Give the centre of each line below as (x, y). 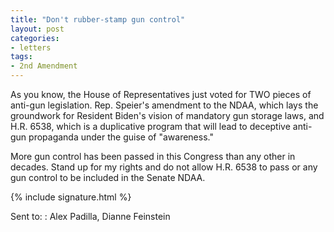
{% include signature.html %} (71, 197)
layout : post (37, 29)
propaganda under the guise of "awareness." (121, 137)
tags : (21, 57)
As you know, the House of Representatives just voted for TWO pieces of (161, 94)
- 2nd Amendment (44, 66)
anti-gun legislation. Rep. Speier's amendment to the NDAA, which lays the (164, 105)
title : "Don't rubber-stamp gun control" (98, 19)
